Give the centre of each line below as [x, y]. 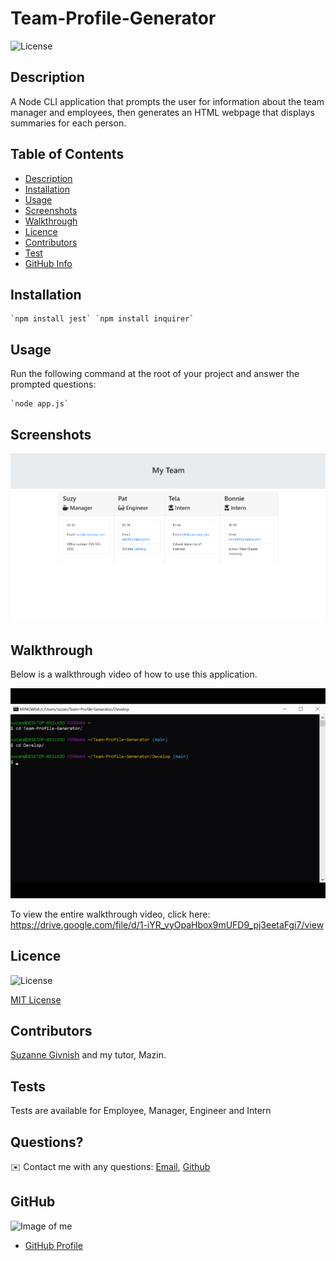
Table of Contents [67, 154]
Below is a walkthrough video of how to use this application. [134, 674]
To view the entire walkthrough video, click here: [110, 914]
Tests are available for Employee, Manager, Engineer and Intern [141, 1111]
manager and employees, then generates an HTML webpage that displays [162, 112]
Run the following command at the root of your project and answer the [155, 374]
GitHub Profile [53, 1245]
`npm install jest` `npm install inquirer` [102, 319]
